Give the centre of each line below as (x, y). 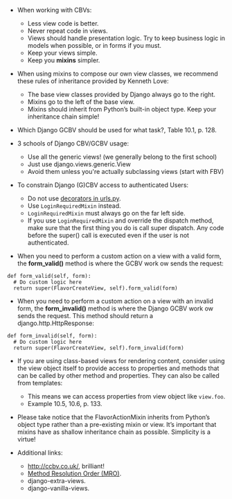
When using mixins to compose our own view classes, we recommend (117, 73)
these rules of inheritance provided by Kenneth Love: (93, 81)
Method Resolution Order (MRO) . (74, 473)
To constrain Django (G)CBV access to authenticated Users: (103, 185)
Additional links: (40, 453)
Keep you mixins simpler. (64, 60)
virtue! (26, 439)
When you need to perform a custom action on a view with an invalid (115, 301)
